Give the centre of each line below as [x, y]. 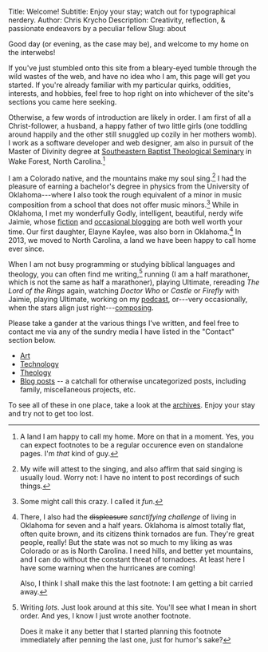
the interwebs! [32, 52]
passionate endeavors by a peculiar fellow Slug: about [97, 28]
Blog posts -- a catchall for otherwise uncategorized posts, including [133, 381]
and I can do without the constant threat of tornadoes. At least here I [132, 559]
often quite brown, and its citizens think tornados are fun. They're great [137, 534]
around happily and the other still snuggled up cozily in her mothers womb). [133, 134]
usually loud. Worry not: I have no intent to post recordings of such [130, 478]
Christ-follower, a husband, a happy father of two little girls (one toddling [128, 126]
